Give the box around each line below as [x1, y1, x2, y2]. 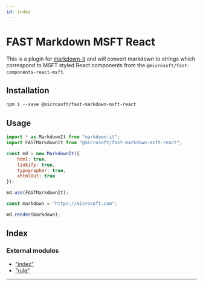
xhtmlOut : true [17, 173, 56, 179]
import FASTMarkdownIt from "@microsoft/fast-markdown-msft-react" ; [6, 140, 182, 146]
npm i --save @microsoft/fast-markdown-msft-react [6, 101, 137, 108]
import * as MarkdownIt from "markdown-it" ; [6, 134, 120, 140]
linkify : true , [17, 162, 56, 168]
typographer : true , [17, 167, 66, 173]
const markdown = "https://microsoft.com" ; [6, 201, 118, 207]
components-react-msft [6, 69, 63, 75]
